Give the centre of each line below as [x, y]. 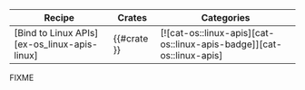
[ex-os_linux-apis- [56, 44]
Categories [226, 18]
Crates [133, 18]
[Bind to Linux [44, 33]
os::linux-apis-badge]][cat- [221, 44]
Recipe [59, 18]
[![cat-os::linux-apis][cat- [217, 33]
